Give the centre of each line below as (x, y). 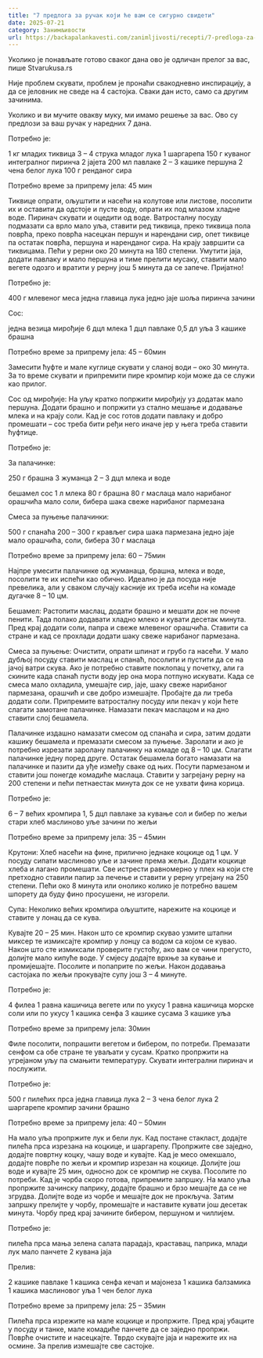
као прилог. (27, 384)
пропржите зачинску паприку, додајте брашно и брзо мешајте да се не (128, 1188)
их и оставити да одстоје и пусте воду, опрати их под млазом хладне (124, 210)
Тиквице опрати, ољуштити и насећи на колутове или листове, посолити (130, 201)
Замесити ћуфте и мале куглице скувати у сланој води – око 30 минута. (129, 367)
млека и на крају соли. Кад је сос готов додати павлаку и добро (115, 416)
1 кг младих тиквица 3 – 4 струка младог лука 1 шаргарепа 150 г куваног (130, 154)
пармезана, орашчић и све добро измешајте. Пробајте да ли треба (121, 693)
